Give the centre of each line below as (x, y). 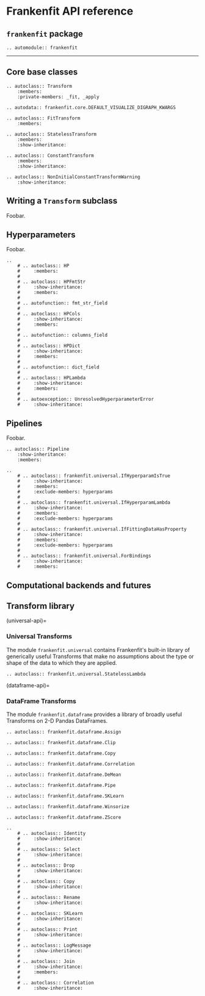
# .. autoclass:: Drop (46, 865)
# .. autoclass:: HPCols (49, 314)
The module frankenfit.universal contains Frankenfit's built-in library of (98, 650)
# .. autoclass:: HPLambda (52, 378)
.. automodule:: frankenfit (42, 48)
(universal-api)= (27, 621)
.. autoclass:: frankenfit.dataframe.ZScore (64, 818)
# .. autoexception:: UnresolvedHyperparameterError (86, 399)
